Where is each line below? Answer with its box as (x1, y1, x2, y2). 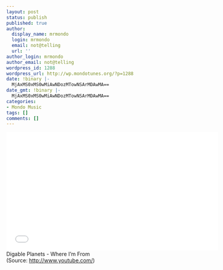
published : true (6, 20, 47, 26)
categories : (6, 98, 36, 104)
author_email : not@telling (6, 59, 74, 65)
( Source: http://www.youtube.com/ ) (6, 257, 95, 264)
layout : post (6, 8, 39, 15)
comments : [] (6, 115, 39, 121)
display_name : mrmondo (11, 31, 69, 37)
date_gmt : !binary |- (6, 87, 61, 93)
